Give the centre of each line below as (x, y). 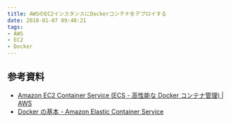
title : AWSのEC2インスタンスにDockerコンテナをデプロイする (87, 14)
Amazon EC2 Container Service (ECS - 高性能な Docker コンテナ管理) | (120, 95)
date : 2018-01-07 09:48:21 (47, 20)
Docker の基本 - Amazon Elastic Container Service (90, 111)
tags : (15, 27)
